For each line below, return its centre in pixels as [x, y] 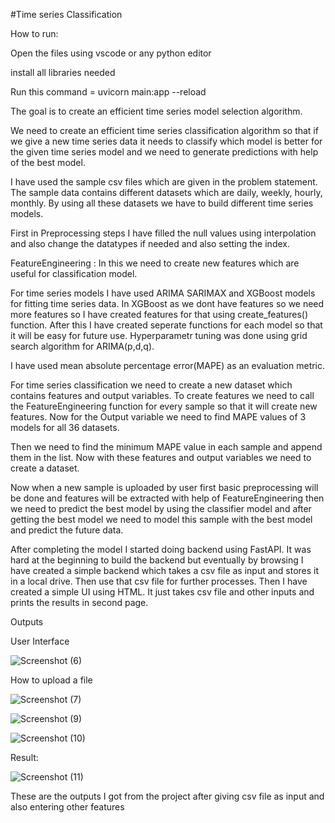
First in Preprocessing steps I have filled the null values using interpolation [163, 233]
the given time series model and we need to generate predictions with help [164, 152]
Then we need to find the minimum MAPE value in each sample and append [166, 447]
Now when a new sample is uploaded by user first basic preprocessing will [164, 487]
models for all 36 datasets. [65, 427]
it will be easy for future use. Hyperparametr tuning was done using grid [159, 335]
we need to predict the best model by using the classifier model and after [161, 508]
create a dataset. [45, 468]
